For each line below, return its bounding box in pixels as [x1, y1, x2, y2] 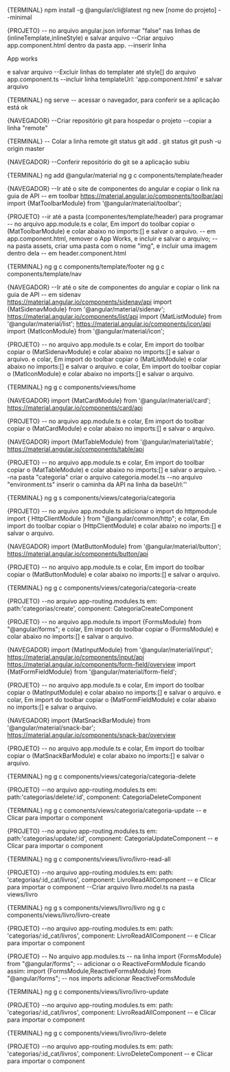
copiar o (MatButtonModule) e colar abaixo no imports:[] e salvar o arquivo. [7, 570, 220, 578]
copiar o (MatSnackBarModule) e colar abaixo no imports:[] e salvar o [7, 752, 205, 760]
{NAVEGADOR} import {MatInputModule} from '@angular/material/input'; [7, 646, 214, 654]
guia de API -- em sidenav [7, 291, 81, 298]
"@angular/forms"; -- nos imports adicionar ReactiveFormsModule [7, 974, 196, 982]
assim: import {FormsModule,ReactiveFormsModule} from [7, 967, 172, 975]
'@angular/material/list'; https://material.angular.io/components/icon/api [7, 320, 211, 328]
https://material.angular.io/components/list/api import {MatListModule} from [7, 313, 222, 320]
